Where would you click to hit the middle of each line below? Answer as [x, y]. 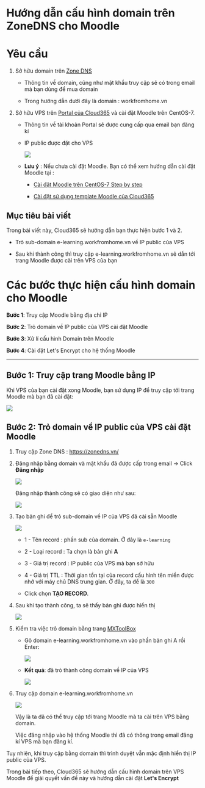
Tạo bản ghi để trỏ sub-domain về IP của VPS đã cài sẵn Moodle [96, 516]
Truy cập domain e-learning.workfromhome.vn [74, 693]
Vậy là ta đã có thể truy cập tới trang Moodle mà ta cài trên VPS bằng [102, 717]
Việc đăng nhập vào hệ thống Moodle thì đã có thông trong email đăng [104, 735]
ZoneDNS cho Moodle [63, 26]
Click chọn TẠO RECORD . [56, 593]
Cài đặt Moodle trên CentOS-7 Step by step [88, 185]
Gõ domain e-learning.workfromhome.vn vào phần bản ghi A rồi [105, 640]
